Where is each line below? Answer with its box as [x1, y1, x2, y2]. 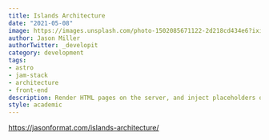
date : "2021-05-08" [8, 19, 74, 27]
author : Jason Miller [8, 34, 81, 42]
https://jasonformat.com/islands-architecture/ [8, 123, 159, 133]
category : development [8, 49, 84, 57]
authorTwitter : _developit [8, 42, 98, 50]
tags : [8, 57, 26, 65]
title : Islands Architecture [8, 11, 106, 20]
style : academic [8, 101, 62, 109]
